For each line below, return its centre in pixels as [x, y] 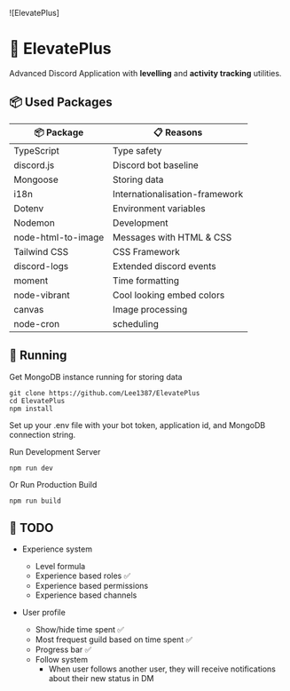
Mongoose [36, 179]
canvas [29, 309]
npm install [31, 409]
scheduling [136, 323]
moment [31, 281]
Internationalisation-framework [178, 194]
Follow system [62, 660]
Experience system [57, 549]
